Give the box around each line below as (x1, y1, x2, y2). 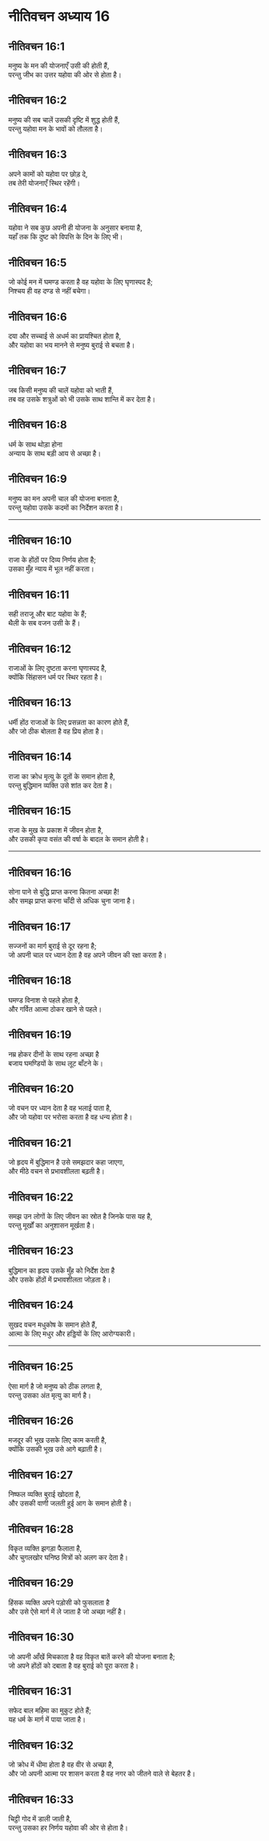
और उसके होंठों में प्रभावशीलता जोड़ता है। (8, 1274, 111, 1284)
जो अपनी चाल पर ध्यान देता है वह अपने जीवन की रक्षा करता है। (8, 950, 167, 960)
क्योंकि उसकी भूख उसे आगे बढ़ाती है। (8, 1445, 102, 1454)
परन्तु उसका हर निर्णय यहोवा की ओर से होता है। (8, 1823, 128, 1832)
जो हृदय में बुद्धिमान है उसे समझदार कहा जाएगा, (8, 1157, 125, 1167)
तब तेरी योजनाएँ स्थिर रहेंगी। (8, 178, 81, 188)
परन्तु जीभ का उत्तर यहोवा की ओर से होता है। (8, 70, 122, 79)
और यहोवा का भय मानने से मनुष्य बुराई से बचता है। (8, 340, 135, 350)
